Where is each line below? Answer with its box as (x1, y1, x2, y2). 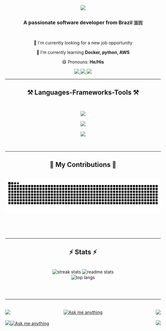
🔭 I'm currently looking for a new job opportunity (34, 40, 132, 46)
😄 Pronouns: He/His (62, 59, 104, 65)
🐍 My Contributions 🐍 (49, 160, 117, 169)
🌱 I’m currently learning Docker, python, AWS (36, 49, 130, 55)
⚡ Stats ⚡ (69, 248, 97, 256)
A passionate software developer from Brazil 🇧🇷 (23, 19, 143, 26)
